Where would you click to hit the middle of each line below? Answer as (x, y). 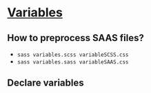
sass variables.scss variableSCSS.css (73, 55)
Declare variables (46, 83)
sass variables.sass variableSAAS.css (73, 62)
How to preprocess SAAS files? (76, 38)
